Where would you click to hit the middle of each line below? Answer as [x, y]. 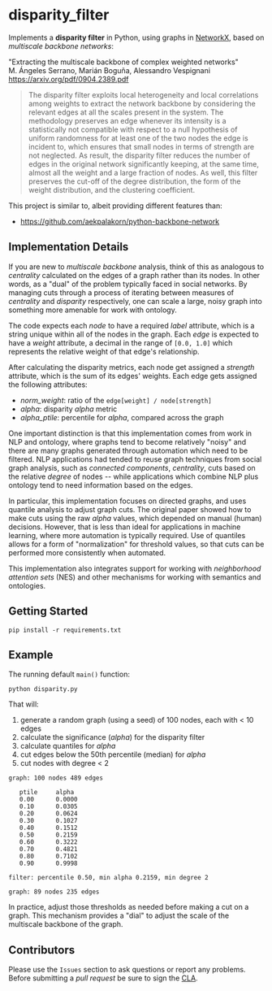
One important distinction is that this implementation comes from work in [130, 433]
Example [31, 655]
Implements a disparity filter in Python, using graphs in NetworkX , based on [136, 37]
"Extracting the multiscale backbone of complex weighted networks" [124, 62]
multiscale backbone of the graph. [66, 924]
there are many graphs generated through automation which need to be [128, 450]
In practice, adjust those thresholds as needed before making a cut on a [129, 907]
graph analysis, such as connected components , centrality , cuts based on [132, 467]
